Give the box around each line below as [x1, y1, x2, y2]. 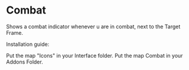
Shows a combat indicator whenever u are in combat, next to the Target [6, 23, 181, 30]
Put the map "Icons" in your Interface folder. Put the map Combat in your [6, 52, 183, 59]
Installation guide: [6, 41, 50, 48]
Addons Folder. [6, 58, 43, 65]
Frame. [6, 29, 24, 36]
